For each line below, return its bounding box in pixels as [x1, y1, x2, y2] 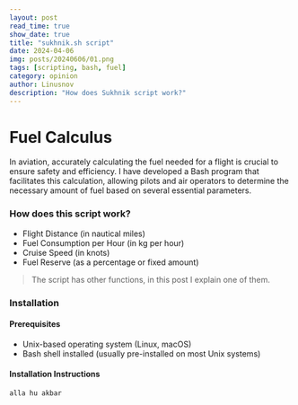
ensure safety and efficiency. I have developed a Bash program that [9, 166, 260, 177]
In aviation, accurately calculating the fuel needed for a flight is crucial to [9, 156, 279, 167]
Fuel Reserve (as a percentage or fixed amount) [22, 257, 199, 268]
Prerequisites [9, 319, 61, 330]
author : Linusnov [9, 80, 74, 89]
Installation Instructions [9, 369, 101, 380]
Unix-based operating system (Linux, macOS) [22, 339, 192, 349]
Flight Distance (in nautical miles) [22, 228, 146, 239]
